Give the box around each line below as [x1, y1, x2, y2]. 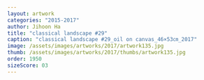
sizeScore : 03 [7, 62, 49, 69]
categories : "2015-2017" [7, 17, 80, 24]
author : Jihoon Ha [7, 23, 61, 30]
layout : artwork [7, 10, 54, 17]
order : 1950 [7, 56, 42, 63]
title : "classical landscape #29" [7, 29, 108, 37]
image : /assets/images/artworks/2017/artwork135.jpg [7, 42, 164, 49]
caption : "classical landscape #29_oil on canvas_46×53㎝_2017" [7, 36, 198, 43]
